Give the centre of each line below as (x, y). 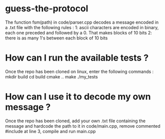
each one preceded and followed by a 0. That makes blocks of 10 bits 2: (79, 33)
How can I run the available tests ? (77, 58)
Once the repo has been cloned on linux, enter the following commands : (79, 71)
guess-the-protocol (47, 9)
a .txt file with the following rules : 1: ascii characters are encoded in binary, (82, 27)
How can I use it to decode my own (78, 97)
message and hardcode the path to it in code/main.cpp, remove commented (83, 126)
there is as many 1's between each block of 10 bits (56, 38)
